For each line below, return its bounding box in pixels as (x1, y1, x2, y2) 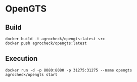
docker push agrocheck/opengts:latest (5, 41, 87, 46)
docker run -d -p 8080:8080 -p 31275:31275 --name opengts (5, 67, 132, 73)
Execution (5, 54, 38, 63)
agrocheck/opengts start (5, 72, 58, 77)
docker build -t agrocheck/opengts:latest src (5, 36, 105, 41)
